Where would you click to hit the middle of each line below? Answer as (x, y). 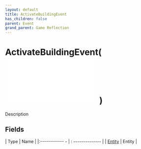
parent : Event (20, 23)
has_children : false (26, 19)
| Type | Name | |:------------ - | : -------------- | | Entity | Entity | (71, 141)
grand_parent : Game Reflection (37, 28)
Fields (15, 130)
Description (17, 114)
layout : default (22, 10)
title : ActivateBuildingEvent (36, 14)
